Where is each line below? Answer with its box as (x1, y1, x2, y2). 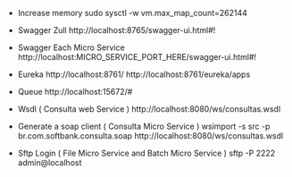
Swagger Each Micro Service (17, 42, 125, 53)
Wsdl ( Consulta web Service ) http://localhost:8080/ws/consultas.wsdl (17, 104, 281, 114)
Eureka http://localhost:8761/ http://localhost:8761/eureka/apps (17, 69, 251, 80)
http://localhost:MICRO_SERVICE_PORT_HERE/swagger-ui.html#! (17, 52, 257, 62)
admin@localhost (17, 157, 82, 168)
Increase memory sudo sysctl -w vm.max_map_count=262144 (17, 8, 248, 18)
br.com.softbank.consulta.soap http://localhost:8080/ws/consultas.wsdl (17, 131, 284, 141)
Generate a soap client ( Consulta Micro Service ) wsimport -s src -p (17, 121, 271, 131)
